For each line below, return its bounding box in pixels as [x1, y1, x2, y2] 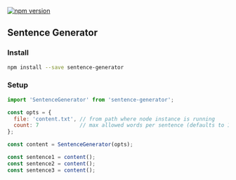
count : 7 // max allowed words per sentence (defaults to [13, 122, 225, 129]
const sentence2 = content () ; [7, 160, 96, 167]
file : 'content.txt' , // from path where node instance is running [13, 116, 216, 123]
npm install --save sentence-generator [7, 64, 124, 71]
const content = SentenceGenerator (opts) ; [7, 141, 133, 148]
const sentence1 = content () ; [7, 154, 96, 161]
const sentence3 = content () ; [7, 167, 96, 174]
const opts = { [7, 109, 52, 116]
